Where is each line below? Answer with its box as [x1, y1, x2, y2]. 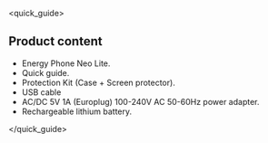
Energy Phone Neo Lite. [21, 58, 111, 69]
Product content [8, 33, 103, 49]
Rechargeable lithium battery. [21, 106, 133, 117]
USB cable [21, 86, 62, 98]
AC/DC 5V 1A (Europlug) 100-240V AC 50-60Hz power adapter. [21, 96, 260, 107]
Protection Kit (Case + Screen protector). [21, 77, 176, 88]
